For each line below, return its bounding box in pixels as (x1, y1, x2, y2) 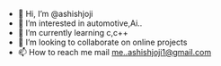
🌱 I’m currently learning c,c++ (17, 28, 128, 37)
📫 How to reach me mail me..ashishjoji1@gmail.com (17, 47, 212, 57)
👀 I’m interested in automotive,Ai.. (17, 18, 143, 29)
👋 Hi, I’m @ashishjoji (17, 9, 93, 19)
